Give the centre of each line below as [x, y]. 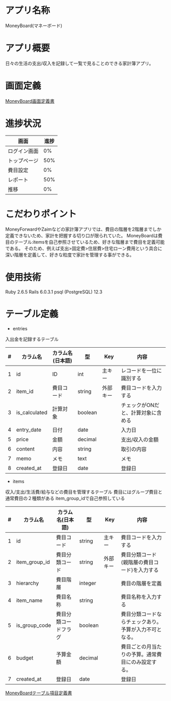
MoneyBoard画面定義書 [30, 101]
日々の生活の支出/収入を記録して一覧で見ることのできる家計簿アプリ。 [79, 63]
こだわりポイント [41, 214]
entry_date [29, 429]
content [25, 449]
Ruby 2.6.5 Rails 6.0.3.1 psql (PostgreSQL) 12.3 [54, 291]
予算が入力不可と [141, 629]
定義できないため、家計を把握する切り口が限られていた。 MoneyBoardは [82, 235]
